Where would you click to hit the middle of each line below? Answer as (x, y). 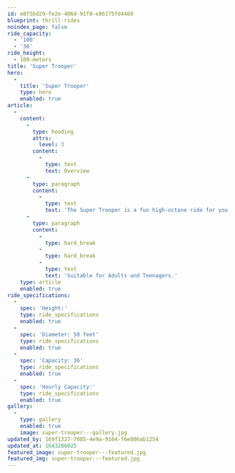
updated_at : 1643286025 (42, 446)
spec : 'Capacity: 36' (51, 361)
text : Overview (67, 171)
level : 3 (51, 145)
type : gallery (40, 420)
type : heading (53, 132)
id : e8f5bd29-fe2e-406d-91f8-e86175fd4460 (70, 14)
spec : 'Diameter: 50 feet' (59, 334)
